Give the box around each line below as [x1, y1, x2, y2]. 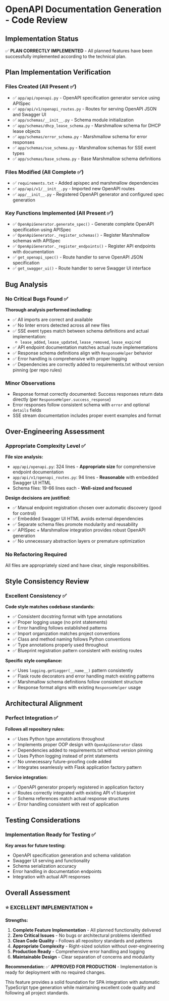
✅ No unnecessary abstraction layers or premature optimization [12, 538, 145, 544]
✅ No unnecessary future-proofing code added [12, 758, 112, 764]
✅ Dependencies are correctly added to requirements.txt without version [12, 361, 164, 367]
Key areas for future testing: [5, 842, 66, 849]
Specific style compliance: [5, 657, 63, 663]
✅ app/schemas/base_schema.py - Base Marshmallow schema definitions [12, 155, 161, 162]
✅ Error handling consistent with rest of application [12, 801, 119, 807]
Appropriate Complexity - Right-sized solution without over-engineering [12, 943, 164, 949]
